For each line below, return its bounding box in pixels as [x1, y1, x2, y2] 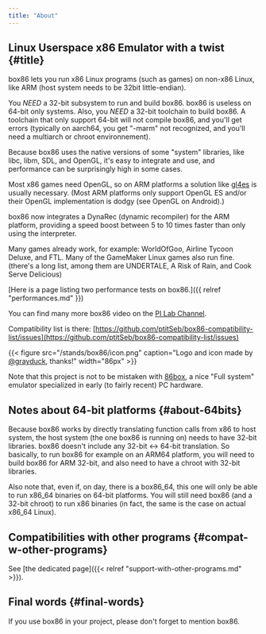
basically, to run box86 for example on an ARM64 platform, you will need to [8, 450, 255, 459]
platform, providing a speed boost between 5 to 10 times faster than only [8, 220, 246, 230]
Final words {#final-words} [8, 595, 145, 609]
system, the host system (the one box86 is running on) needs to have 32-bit [8, 433, 257, 443]
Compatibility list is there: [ [8, 324, 96, 334]
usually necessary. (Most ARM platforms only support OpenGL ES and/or [8, 188, 247, 198]
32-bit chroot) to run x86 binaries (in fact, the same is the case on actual [8, 499, 246, 508]
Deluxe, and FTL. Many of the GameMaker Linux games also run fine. [8, 253, 235, 262]
